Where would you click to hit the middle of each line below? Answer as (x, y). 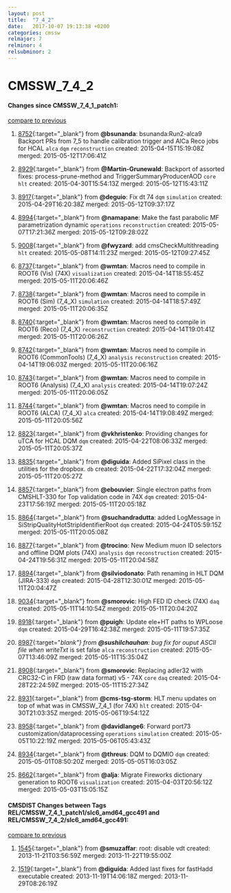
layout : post (26, 13)
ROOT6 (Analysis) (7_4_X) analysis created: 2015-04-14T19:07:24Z (113, 385)
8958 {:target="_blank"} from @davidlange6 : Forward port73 (104, 727)
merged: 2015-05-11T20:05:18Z (102, 504)
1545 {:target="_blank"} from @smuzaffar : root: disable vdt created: (114, 848)
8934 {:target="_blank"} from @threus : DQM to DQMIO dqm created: (114, 754)
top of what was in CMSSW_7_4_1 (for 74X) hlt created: (96, 706)
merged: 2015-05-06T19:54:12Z (104, 713)
